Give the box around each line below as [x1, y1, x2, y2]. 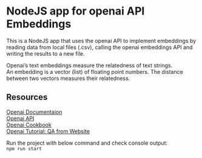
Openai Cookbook [6, 121, 52, 128]
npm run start [6, 145, 42, 152]
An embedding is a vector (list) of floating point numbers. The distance [6, 68, 183, 75]
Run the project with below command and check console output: [6, 139, 168, 146]
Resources [6, 92, 48, 102]
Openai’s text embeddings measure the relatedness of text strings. [6, 62, 173, 69]
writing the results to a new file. [6, 50, 85, 57]
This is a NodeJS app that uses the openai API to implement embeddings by [6, 37, 197, 44]
